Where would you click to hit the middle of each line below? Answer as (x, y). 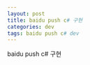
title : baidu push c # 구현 (45, 20)
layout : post (26, 14)
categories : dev (31, 27)
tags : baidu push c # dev (43, 33)
